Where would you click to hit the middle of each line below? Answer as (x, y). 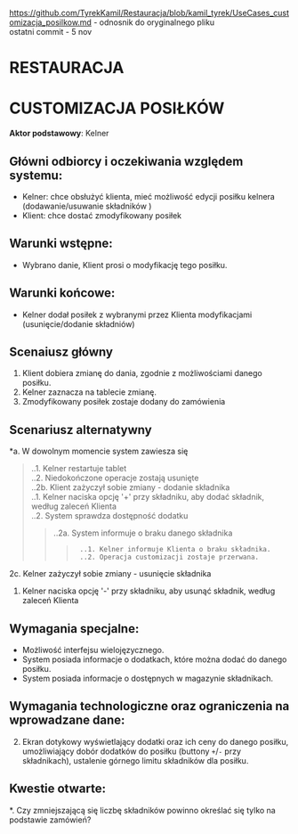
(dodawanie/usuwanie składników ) (87, 206)
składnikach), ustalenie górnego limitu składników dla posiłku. (135, 760)
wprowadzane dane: (67, 720)
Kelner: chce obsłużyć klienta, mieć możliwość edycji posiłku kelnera (149, 196)
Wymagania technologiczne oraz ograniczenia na (149, 706)
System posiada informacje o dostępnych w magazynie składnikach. (148, 678)
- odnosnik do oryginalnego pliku (154, 22)
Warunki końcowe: (62, 293)
